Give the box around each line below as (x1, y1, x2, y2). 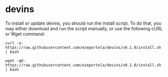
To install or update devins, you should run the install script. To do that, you (5, 20, 161, 26)
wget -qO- (5, 58, 26, 63)
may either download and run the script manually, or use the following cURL (5, 25, 163, 31)
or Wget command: (5, 31, 45, 37)
